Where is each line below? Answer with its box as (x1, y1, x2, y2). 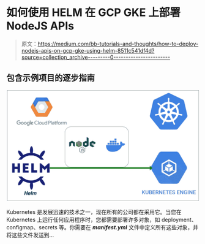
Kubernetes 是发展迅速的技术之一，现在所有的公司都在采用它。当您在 (6, 208, 182, 215)
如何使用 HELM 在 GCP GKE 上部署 (6, 6, 181, 20)
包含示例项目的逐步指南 (6, 73, 95, 83)
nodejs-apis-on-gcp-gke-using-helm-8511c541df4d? (21, 47, 155, 54)
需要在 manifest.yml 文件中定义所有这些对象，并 (75, 223, 199, 231)
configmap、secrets (6, 223, 58, 231)
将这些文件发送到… (6, 231, 54, 238)
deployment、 (161, 216, 197, 223)
